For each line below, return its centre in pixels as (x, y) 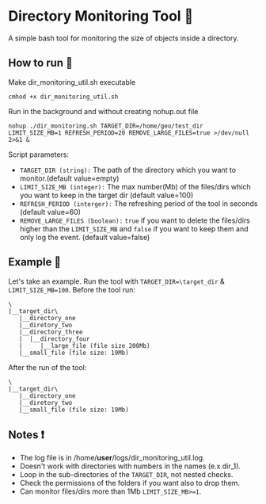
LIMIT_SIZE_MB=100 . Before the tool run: (72, 289)
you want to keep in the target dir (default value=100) (106, 195)
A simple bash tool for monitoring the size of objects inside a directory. (123, 38)
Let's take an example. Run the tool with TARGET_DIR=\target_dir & (117, 281)
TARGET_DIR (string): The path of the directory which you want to (127, 170)
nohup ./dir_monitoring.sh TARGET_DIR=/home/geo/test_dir (106, 126)
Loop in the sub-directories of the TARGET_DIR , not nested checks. (126, 475)
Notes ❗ (27, 435)
